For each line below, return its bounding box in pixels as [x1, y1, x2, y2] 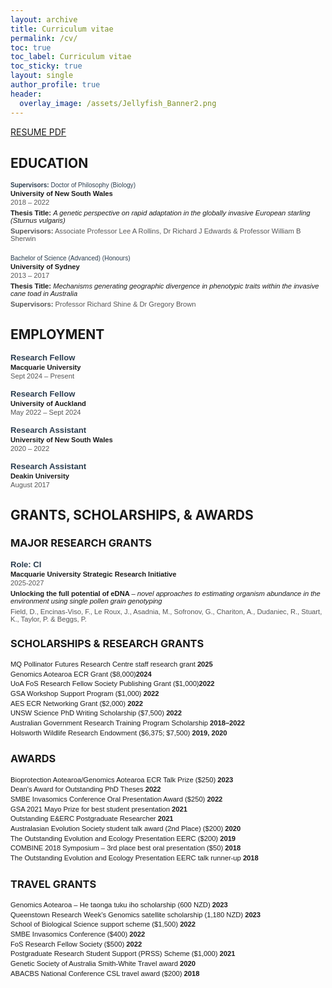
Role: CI [10, 559, 42, 570]
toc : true [10, 42, 52, 53]
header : [10, 89, 43, 99]
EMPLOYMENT [10, 326, 105, 343]
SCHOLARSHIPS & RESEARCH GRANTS [10, 636, 205, 650]
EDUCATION [10, 154, 89, 171]
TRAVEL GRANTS [10, 877, 97, 891]
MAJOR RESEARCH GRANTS [10, 536, 152, 550]
